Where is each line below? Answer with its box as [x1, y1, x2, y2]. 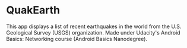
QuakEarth [6, 4, 61, 17]
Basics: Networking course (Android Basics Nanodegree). [6, 35, 147, 42]
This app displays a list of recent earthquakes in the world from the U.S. [6, 23, 182, 30]
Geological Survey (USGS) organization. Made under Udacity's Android [6, 29, 180, 36]
